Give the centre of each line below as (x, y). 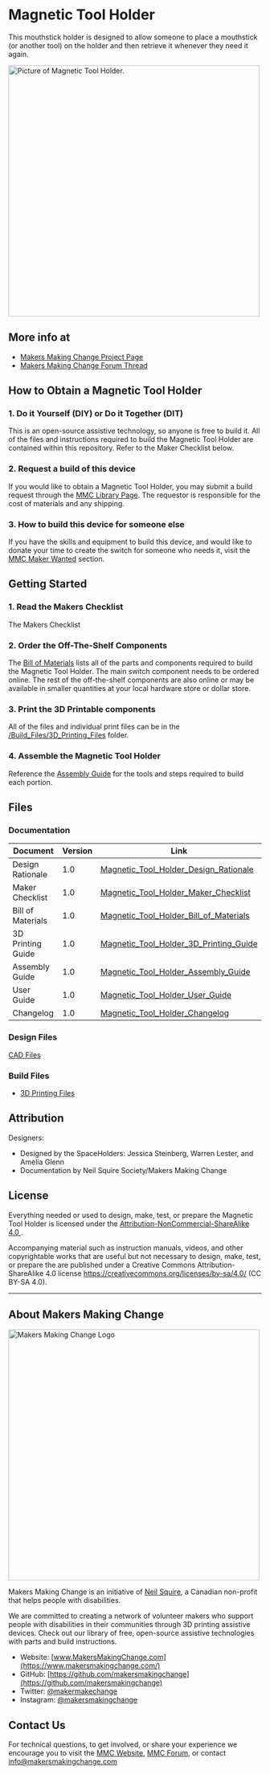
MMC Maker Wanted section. (57, 559)
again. (19, 54)
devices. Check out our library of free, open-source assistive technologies (131, 1633)
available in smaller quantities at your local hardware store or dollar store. (130, 689)
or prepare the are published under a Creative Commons (102, 1265)
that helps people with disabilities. (65, 1600)
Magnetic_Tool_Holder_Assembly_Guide (175, 972)
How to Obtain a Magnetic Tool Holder (105, 391)
